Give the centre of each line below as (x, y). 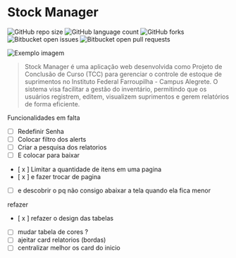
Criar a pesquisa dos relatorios (62, 147)
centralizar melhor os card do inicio (69, 248)
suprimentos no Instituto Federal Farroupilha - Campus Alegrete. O (121, 81)
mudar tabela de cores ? (53, 232)
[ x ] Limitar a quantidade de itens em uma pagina (89, 169)
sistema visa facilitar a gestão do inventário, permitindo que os (116, 89)
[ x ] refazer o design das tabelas (66, 219)
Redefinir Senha (41, 131)
